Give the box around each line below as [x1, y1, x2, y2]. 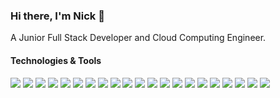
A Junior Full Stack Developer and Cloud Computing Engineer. [10, 32, 267, 44]
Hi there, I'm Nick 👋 [10, 9, 105, 23]
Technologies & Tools [10, 54, 102, 66]
